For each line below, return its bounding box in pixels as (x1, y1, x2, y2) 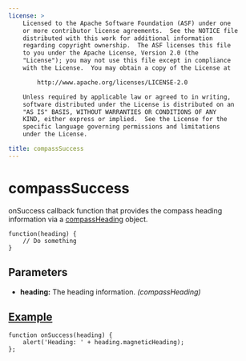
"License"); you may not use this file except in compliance (22, 57, 231, 65)
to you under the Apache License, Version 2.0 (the (22, 49, 199, 57)
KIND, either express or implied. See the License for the (22, 116, 228, 124)
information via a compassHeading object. (8, 214, 148, 224)
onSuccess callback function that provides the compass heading (8, 205, 223, 215)
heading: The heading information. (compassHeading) (19, 286, 202, 297)
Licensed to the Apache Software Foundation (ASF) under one (22, 19, 231, 27)
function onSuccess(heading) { (8, 331, 113, 339)
